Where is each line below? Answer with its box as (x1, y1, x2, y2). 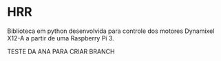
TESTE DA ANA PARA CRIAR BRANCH (7, 47, 115, 56)
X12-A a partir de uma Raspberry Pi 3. (7, 34, 115, 42)
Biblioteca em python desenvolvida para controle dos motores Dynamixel (7, 27, 215, 35)
